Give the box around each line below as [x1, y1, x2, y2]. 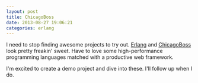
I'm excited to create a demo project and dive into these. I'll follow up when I [6, 65, 193, 72]
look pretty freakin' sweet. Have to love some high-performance [6, 48, 163, 55]
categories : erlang [6, 25, 55, 31]
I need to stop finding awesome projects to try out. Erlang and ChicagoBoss [6, 41, 191, 48]
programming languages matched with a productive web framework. [6, 54, 174, 61]
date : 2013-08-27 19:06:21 [6, 19, 73, 25]
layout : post [6, 8, 39, 15]
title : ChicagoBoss [6, 14, 55, 20]
